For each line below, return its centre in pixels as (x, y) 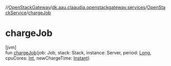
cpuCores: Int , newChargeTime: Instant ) (47, 58)
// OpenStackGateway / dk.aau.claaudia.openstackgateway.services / (76, 7)
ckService (16, 13)
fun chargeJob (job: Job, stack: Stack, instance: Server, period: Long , (78, 52)
